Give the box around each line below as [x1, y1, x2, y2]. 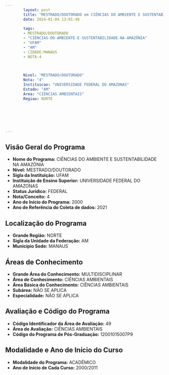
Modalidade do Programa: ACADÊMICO [12, 359, 96, 365]
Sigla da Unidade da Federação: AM [12, 238, 89, 244]
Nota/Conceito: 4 [12, 194, 50, 200]
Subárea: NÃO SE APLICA [12, 287, 67, 293]
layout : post [23, 7, 51, 13]
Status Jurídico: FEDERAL [12, 189, 68, 195]
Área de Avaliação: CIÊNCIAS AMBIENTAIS [12, 326, 103, 332]
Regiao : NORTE [23, 96, 53, 101]
